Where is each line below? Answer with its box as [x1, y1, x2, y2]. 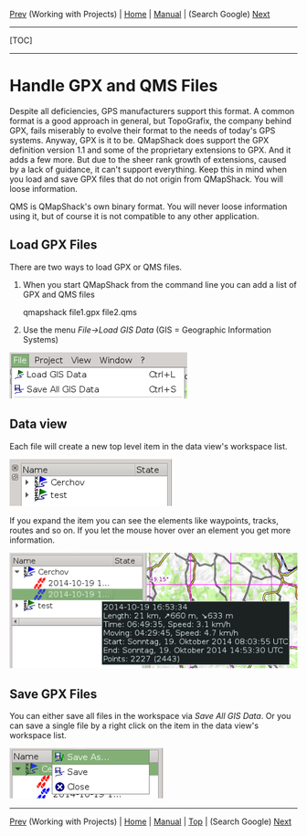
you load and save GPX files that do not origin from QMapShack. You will [9, 174, 283, 185]
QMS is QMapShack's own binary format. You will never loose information [9, 201, 288, 212]
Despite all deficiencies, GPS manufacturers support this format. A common [9, 105, 295, 116]
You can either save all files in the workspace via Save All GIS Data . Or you [9, 711, 291, 722]
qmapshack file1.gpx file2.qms [22, 306, 137, 317]
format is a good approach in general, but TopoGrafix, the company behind [9, 115, 292, 126]
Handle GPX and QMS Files [9, 76, 218, 96]
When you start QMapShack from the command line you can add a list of [22, 279, 297, 290]
